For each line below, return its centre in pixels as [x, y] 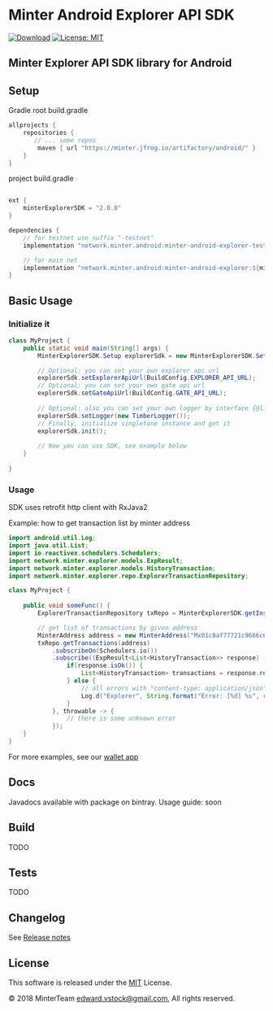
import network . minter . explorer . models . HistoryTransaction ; [113, 568]
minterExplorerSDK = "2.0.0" [72, 208]
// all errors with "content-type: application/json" [174, 688]
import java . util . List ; [49, 546]
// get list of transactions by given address [118, 628]
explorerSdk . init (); [72, 431]
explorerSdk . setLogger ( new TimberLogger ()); [114, 416]
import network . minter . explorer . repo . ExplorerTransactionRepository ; [129, 576]
